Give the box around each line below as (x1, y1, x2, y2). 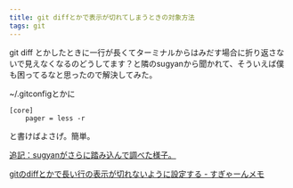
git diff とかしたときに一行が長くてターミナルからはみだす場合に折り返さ (9, 46, 277, 58)
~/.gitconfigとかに (9, 88, 76, 99)
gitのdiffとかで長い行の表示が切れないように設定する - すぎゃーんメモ (9, 168, 265, 179)
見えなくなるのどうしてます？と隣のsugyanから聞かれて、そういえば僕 (24, 58, 285, 69)
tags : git (9, 21, 46, 30)
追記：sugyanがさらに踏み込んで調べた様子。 (9, 149, 176, 160)
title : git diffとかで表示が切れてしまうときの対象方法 (9, 12, 195, 22)
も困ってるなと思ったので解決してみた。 (9, 69, 158, 80)
